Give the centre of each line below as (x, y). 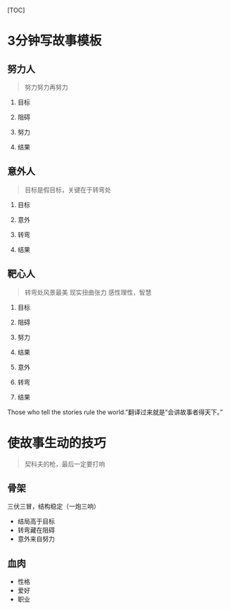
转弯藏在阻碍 (36, 530)
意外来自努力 (36, 539)
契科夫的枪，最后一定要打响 (65, 463)
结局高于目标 (36, 521)
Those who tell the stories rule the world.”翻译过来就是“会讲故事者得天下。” (115, 412)
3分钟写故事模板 (55, 41)
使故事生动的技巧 (57, 443)
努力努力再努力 (46, 87)
